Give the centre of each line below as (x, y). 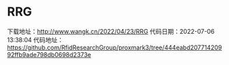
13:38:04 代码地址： (35, 40)
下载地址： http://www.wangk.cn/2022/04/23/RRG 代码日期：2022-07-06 (111, 31)
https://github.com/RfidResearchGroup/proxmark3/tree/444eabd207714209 (114, 47)
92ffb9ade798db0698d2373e (49, 54)
